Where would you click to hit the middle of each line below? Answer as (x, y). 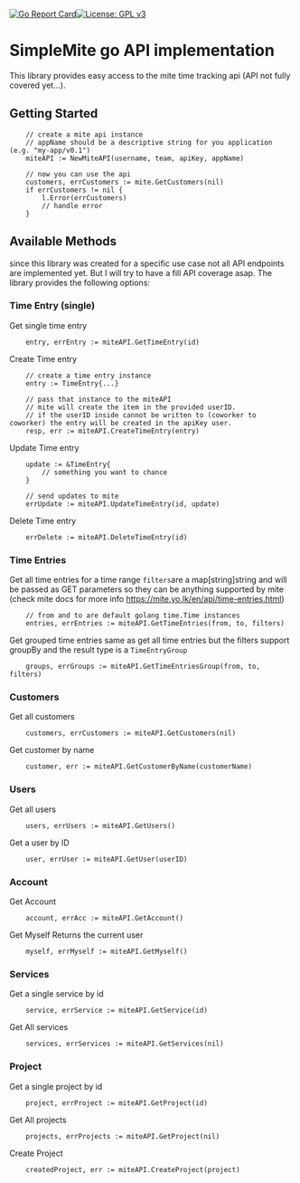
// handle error (72, 205)
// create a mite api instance (84, 134)
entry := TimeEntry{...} (72, 383)
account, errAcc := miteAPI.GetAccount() (104, 919)
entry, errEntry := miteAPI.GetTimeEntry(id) (113, 342)
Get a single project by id (56, 1086)
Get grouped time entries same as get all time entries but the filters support (150, 640)
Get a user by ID (39, 843)
